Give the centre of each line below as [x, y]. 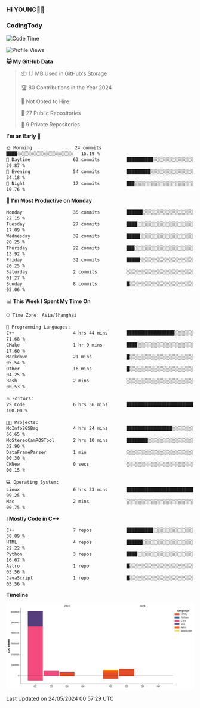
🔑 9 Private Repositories [50, 125]
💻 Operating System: [33, 483]
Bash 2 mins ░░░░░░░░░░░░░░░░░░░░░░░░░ [100, 381]
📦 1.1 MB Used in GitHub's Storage [64, 73]
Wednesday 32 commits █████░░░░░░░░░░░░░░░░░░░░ [100, 236]
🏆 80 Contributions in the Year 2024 [66, 88]
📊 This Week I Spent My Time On [48, 301]
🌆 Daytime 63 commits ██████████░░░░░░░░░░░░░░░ [100, 160]
